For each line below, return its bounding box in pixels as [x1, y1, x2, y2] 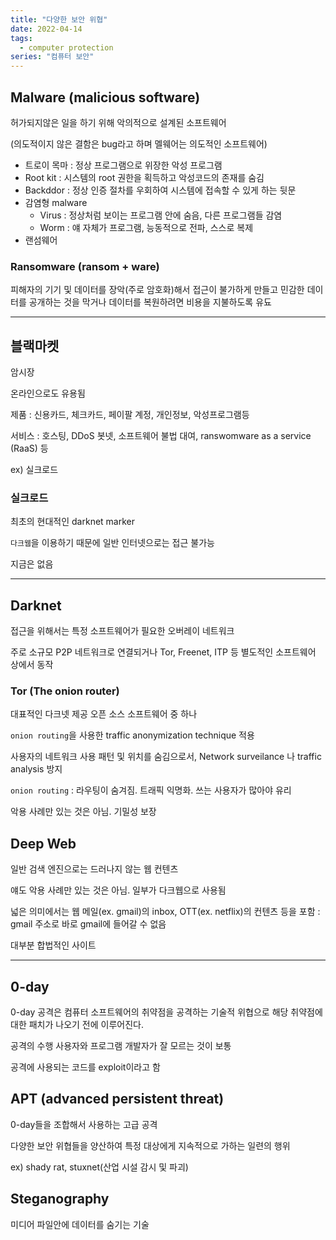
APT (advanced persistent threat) [10, 1091, 225, 1108]
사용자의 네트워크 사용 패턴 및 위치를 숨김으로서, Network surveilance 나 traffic [10, 751, 322, 763]
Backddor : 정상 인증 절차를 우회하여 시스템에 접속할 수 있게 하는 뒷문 [24, 184, 297, 196]
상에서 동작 [10, 659, 54, 671]
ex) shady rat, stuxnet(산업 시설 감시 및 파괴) [10, 1161, 189, 1173]
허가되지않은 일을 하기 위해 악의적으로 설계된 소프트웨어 [10, 116, 227, 128]
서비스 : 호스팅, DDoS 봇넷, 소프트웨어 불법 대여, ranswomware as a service [10, 430, 312, 442]
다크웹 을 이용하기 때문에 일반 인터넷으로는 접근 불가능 [10, 537, 215, 549]
